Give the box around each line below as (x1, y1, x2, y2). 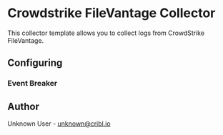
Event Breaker (7, 79, 58, 89)
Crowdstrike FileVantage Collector (7, 5, 216, 21)
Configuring (7, 57, 63, 69)
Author (7, 100, 39, 112)
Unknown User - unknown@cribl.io (7, 119, 111, 128)
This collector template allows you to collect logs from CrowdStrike (7, 29, 205, 37)
